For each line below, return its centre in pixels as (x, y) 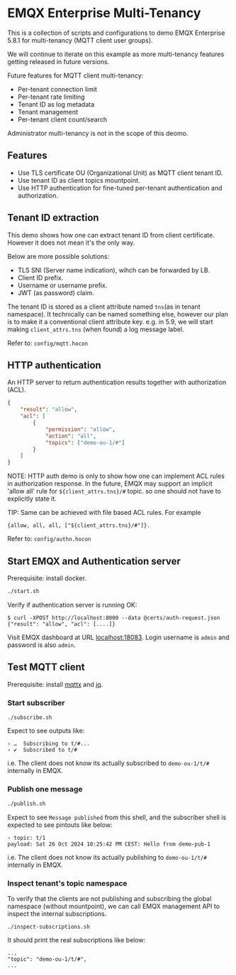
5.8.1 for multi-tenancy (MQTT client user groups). (80, 40)
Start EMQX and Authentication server (94, 561)
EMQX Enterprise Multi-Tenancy (104, 13)
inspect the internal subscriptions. (57, 914)
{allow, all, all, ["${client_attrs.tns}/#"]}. (79, 526)
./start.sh (23, 591)
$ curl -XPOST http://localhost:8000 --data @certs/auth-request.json (114, 618)
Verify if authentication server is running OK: (72, 604)
